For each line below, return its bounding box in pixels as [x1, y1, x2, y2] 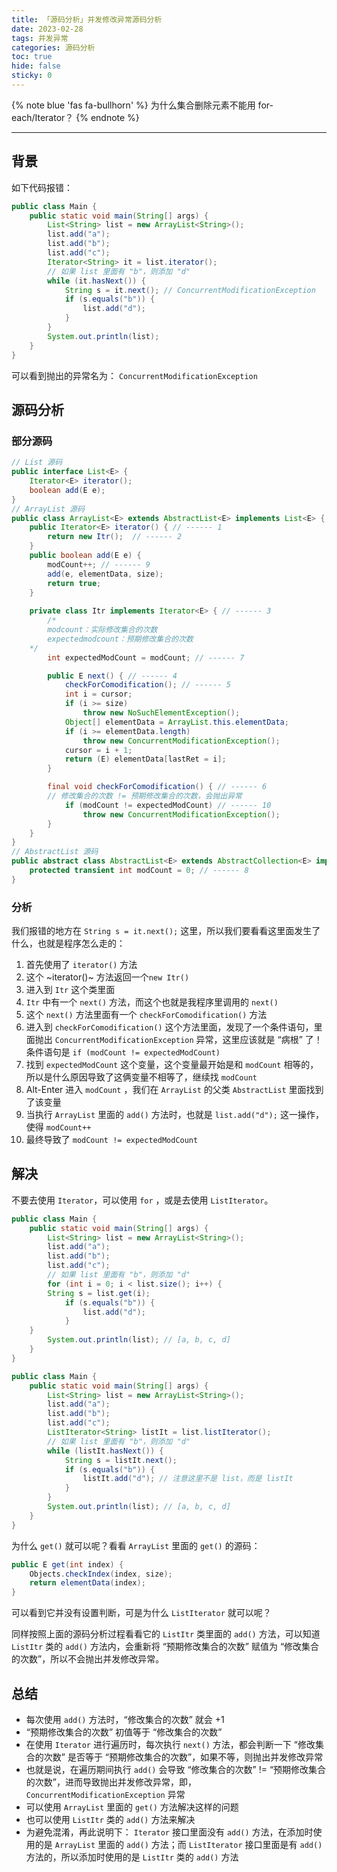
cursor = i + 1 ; [64, 745, 133, 755]
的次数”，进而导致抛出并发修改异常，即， [25, 1776, 197, 1788]
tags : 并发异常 [11, 33, 69, 43]
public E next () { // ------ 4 [47, 671, 178, 681]
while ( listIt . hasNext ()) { [47, 1446, 164, 1456]
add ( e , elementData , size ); [47, 569, 164, 579]
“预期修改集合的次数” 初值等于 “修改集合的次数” [25, 1726, 223, 1738]
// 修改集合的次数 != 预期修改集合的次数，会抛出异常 [47, 791, 243, 801]
